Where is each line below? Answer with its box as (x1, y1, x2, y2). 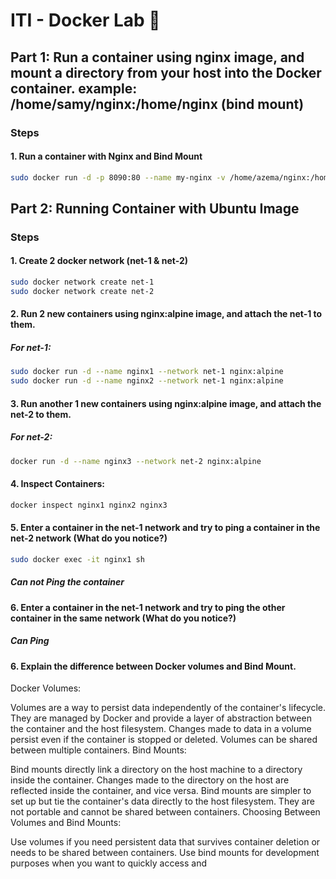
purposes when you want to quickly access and (10, 857, 208, 869)
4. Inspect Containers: (10, 478, 105, 490)
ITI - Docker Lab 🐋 (10, 9, 161, 32)
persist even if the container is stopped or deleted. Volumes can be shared (10, 734, 318, 746)
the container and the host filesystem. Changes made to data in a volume (10, 723, 312, 735)
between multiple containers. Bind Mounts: (10, 744, 187, 756)
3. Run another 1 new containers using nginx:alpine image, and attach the (10, 397, 322, 409)
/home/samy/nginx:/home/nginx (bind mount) (10, 95, 305, 113)
